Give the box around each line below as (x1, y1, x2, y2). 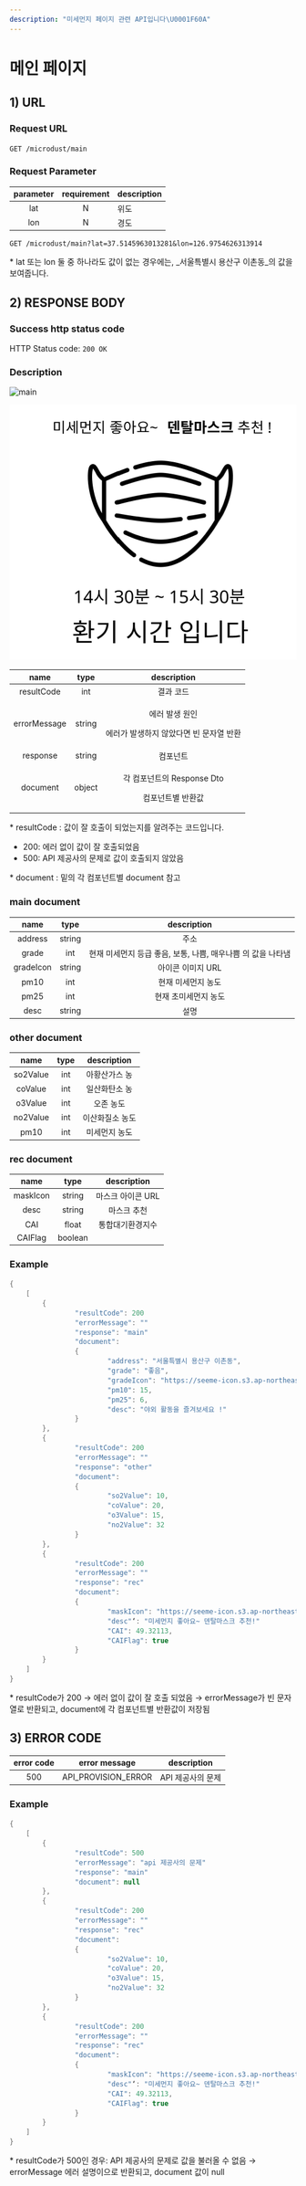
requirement (61, 188, 110, 200)
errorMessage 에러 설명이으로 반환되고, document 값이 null (9, 2167, 225, 2178)
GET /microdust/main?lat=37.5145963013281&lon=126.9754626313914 (9, 239, 262, 248)
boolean (57, 1233, 88, 1244)
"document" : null (74, 1877, 141, 1886)
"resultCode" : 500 (74, 1848, 145, 1857)
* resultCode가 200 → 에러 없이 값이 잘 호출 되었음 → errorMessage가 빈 (9, 1692, 275, 1703)
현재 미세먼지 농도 (158, 977, 221, 988)
